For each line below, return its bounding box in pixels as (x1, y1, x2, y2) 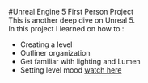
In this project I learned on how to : (8, 24, 125, 33)
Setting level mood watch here (19, 65, 122, 75)
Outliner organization (19, 48, 91, 57)
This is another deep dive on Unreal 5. (8, 15, 136, 25)
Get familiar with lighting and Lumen (19, 56, 141, 66)
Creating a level (19, 39, 73, 49)
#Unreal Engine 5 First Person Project (8, 7, 133, 16)
